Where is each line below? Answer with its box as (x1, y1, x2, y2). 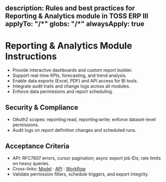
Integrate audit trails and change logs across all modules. (12, 83, 130, 89)
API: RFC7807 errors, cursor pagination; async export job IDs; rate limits (12, 155, 161, 161)
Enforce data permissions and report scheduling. (12, 88, 113, 95)
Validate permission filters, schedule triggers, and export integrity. (12, 171, 149, 177)
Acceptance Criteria (5, 142, 69, 150)
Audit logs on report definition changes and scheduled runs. (12, 127, 136, 133)
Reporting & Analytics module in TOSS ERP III (5, 12, 148, 21)
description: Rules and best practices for (5, 4, 135, 13)
